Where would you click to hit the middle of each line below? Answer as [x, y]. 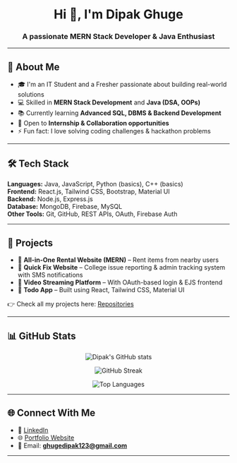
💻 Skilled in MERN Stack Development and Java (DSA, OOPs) [109, 102]
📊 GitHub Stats [42, 336]
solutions [31, 95]
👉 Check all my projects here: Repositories [71, 303]
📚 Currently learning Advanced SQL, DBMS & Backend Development [119, 113]
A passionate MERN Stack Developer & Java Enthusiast [119, 37]
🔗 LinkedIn [33, 430]
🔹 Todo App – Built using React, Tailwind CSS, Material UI [101, 289]
